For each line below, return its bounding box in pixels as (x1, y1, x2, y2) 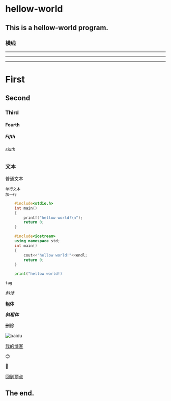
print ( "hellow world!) (14, 271, 63, 276)
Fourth (5, 122, 20, 128)
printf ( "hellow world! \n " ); (23, 215, 83, 220)
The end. (5, 389, 35, 397)
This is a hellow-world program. (5, 23, 108, 32)
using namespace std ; (14, 239, 60, 244)
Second (5, 94, 31, 102)
